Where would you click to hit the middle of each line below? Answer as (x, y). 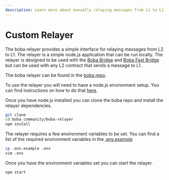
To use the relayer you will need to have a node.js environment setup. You (82, 85)
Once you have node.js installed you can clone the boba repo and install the (84, 100)
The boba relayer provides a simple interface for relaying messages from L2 (84, 49)
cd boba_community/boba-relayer (39, 120)
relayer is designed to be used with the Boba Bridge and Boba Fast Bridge (82, 60)
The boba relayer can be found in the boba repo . (56, 75)
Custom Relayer (39, 35)
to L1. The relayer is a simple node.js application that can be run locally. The (84, 54)
